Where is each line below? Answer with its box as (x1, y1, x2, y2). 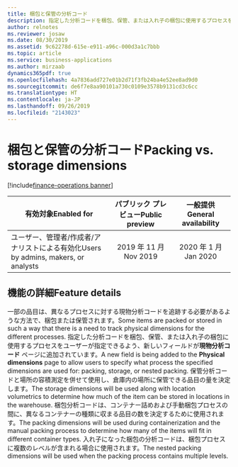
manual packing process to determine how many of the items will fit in (7, 426, 212, 434)
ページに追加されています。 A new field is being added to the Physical (21, 350, 225, 359)
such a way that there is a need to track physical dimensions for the (7, 324, 205, 332)
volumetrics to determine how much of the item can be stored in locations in (7, 392, 230, 400)
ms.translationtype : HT (7, 89, 78, 96)
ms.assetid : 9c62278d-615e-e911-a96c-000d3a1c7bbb (7, 43, 160, 50)
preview (126, 219, 155, 229)
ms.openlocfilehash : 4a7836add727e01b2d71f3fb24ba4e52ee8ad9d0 (7, 76, 198, 84)
